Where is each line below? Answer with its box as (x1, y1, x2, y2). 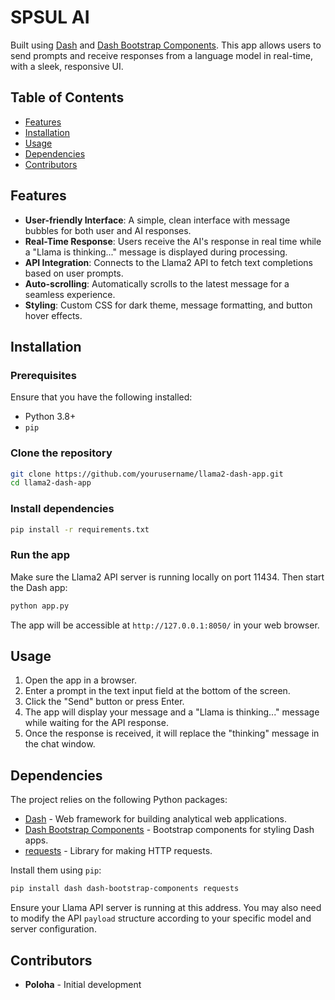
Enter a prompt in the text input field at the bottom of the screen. (24, 685, 291, 697)
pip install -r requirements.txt (10, 524, 150, 535)
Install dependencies (10, 502, 115, 516)
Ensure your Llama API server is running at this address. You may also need (10, 902, 322, 914)
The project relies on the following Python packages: (10, 794, 228, 806)
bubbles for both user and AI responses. (24, 224, 192, 236)
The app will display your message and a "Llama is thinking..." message (24, 706, 320, 718)
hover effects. (24, 309, 83, 321)
